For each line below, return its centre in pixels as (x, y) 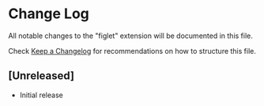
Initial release (41, 95)
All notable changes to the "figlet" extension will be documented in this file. (130, 36)
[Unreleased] (41, 76)
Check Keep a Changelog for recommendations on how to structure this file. (132, 51)
